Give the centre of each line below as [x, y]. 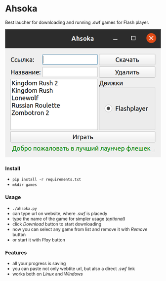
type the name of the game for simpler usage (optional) [69, 219]
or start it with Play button [39, 240]
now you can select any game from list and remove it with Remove [80, 229]
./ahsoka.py [24, 209]
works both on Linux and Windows [47, 274]
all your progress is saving [39, 263]
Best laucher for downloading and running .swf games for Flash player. [77, 22]
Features [16, 252]
